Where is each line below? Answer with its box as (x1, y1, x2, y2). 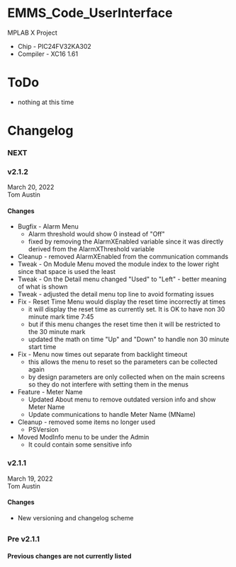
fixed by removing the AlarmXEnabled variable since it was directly (28, 237, 224, 246)
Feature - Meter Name (17, 388, 83, 396)
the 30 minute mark (28, 328, 86, 336)
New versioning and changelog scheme (17, 513, 134, 522)
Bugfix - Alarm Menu (17, 222, 79, 231)
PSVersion (28, 425, 59, 434)
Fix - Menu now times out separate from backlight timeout (17, 350, 188, 359)
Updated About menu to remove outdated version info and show (28, 395, 216, 404)
